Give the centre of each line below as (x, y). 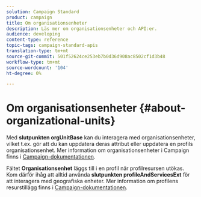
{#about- (162, 108)
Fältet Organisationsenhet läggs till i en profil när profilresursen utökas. (95, 168)
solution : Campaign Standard (43, 12)
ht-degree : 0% (24, 73)
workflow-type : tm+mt (33, 62)
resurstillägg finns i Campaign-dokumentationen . (67, 187)
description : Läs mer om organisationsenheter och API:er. (82, 29)
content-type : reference (37, 40)
